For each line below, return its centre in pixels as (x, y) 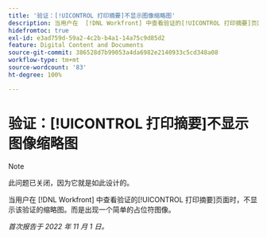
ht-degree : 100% (35, 75)
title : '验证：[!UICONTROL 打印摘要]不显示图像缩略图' (92, 16)
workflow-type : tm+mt (44, 60)
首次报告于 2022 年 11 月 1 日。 (58, 226)
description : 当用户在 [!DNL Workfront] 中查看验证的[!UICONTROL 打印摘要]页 (133, 23)
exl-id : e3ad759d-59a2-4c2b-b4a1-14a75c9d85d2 (87, 38)
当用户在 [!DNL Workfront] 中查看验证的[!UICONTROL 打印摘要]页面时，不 (130, 199)
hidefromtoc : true (39, 30)
